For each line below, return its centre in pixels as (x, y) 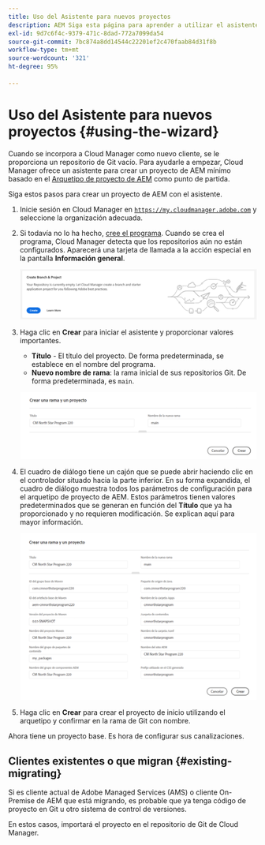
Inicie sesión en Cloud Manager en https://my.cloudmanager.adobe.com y (138, 209)
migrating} (35, 773)
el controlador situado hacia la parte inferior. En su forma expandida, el (135, 480)
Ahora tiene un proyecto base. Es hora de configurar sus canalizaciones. (126, 736)
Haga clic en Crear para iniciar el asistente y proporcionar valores (127, 332)
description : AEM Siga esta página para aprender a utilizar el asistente (134, 25)
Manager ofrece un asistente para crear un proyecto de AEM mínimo (119, 170)
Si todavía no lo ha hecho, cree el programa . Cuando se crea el (122, 233)
